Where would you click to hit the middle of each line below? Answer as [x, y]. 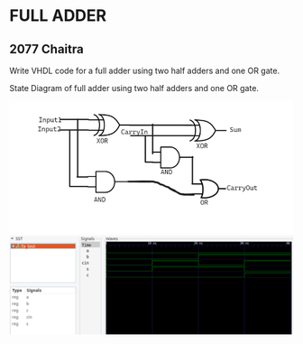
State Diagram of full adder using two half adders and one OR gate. [134, 88]
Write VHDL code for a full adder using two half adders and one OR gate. [145, 70]
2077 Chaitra [46, 49]
